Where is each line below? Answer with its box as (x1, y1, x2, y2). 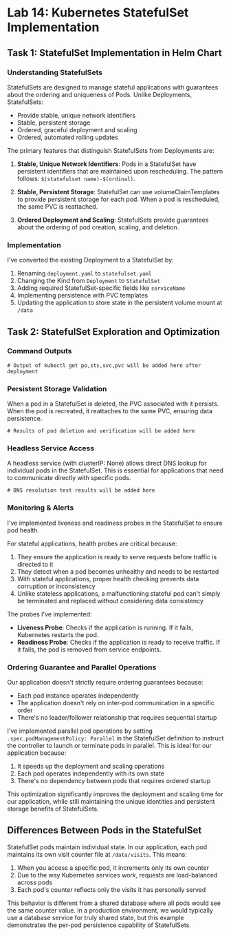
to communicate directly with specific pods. (7, 474, 131, 482)
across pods (16, 878, 53, 886)
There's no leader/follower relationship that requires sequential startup (16, 714, 217, 722)
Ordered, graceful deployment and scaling (16, 125, 137, 134)
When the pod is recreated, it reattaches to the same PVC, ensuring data (7, 407, 213, 415)
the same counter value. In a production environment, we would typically (7, 906, 213, 914)
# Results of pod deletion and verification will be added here (7, 428, 195, 435)
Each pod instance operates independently (16, 691, 140, 700)
